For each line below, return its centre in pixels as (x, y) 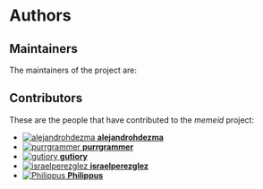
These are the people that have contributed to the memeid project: (132, 120)
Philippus (85, 175)
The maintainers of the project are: (73, 70)
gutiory (73, 156)
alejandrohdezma (130, 137)
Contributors (46, 98)
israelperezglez (119, 166)
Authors (40, 16)
